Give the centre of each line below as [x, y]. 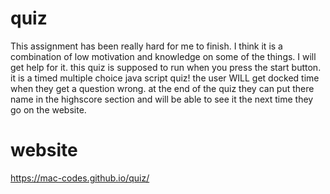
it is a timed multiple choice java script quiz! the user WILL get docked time [165, 78]
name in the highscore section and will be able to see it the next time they [162, 99]
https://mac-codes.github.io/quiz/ [80, 178]
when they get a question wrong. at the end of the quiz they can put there [162, 88]
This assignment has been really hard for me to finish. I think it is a [146, 46]
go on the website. [48, 109]
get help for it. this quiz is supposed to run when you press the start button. [166, 67]
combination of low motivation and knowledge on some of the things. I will [163, 56]
